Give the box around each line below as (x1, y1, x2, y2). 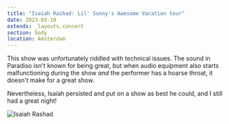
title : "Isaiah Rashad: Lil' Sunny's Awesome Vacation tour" (7, 10, 185, 17)
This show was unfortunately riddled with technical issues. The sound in (7, 54, 211, 62)
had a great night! (7, 97, 57, 105)
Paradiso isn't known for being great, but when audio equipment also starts (7, 62, 219, 70)
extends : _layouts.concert (7, 23, 84, 29)
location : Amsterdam (7, 36, 66, 42)
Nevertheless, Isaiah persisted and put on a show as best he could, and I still (7, 90, 223, 98)
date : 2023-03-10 (7, 16, 57, 23)
